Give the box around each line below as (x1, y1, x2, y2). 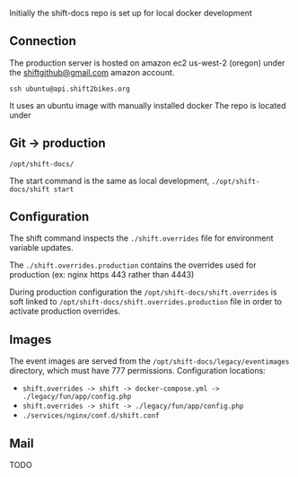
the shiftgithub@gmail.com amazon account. (9, 66, 175, 77)
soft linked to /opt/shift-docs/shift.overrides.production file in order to (9, 296, 283, 307)
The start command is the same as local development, (9, 175, 210, 186)
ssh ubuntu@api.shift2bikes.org (9, 84, 130, 93)
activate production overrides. (9, 305, 121, 317)
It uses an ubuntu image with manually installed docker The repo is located (9, 100, 286, 110)
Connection (9, 33, 76, 49)
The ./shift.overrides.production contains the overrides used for (9, 260, 257, 270)
